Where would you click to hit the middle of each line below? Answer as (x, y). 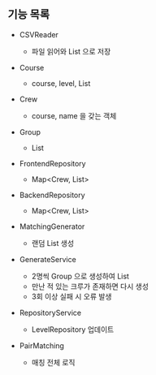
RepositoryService (50, 312)
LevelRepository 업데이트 (73, 329)
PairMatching (41, 345)
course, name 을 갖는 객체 (74, 115)
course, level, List (61, 83)
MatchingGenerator (52, 226)
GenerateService (48, 259)
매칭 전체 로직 (53, 362)
